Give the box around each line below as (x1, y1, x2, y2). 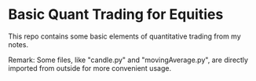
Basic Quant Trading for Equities (8, 6, 224, 24)
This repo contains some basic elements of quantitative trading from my (8, 31, 241, 41)
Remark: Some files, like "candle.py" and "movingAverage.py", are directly (8, 55, 249, 64)
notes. (8, 39, 29, 49)
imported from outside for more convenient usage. (8, 63, 171, 72)
